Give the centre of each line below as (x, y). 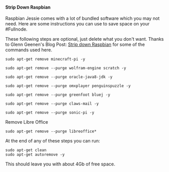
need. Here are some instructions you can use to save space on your (78, 24)
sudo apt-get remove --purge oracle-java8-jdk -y (59, 77)
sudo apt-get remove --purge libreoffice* (51, 132)
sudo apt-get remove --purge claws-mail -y (52, 104)
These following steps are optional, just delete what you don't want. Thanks (84, 39)
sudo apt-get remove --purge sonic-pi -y (50, 113)
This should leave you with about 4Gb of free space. (60, 164)
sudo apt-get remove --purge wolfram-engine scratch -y (66, 68)
